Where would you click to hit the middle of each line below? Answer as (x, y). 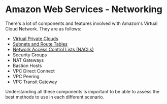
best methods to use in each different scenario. (55, 97)
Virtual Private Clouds (35, 39)
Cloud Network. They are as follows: (43, 28)
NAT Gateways (28, 60)
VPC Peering (26, 76)
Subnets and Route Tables (40, 44)
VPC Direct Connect (34, 71)
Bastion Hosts (27, 65)
